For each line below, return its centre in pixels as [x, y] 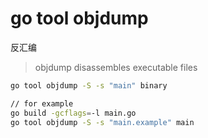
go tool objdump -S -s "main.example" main [102, 122]
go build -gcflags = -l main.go [73, 113]
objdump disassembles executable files [116, 67]
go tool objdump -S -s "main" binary [89, 85]
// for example [42, 103]
